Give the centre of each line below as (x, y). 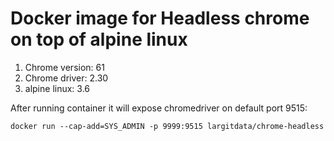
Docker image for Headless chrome (160, 18)
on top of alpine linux (99, 39)
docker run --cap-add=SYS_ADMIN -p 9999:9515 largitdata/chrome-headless (167, 126)
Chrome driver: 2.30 (66, 78)
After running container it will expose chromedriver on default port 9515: (159, 108)
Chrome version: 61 (64, 67)
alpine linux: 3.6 (57, 88)
